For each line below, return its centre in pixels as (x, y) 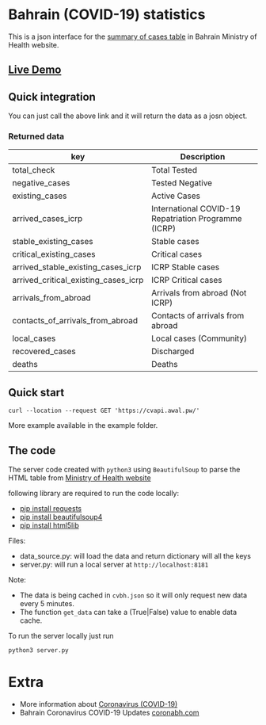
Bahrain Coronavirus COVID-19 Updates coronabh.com (109, 712)
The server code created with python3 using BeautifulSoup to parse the (124, 470)
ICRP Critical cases (187, 280)
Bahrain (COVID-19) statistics (107, 15)
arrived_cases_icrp (47, 219)
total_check (34, 170)
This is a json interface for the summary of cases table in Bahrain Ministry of (133, 36)
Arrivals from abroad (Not (199, 293)
